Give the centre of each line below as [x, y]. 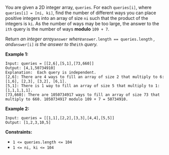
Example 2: [17, 109]
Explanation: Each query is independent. [51, 72]
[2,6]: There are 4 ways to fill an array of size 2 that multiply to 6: [85, 77]
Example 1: [17, 54]
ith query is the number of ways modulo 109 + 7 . [57, 29]
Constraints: [19, 132]
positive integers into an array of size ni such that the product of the [77, 18]
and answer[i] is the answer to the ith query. [52, 44]
